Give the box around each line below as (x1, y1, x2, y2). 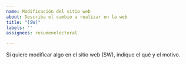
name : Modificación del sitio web (6, 8, 91, 15)
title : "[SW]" (6, 19, 41, 25)
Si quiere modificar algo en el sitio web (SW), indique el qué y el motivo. (6, 51, 181, 58)
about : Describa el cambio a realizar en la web (6, 14, 128, 20)
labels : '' (6, 24, 33, 31)
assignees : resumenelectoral (6, 30, 78, 36)
